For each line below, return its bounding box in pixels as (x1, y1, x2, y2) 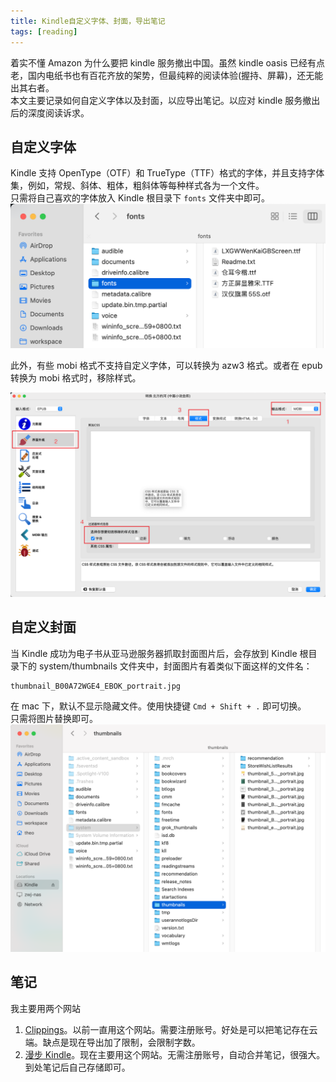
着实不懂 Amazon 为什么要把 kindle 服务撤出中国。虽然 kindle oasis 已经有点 (10, 56, 326, 69)
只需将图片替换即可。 (10, 712, 98, 724)
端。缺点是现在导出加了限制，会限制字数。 (24, 1036, 201, 1048)
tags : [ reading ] (10, 26, 78, 37)
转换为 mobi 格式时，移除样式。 (10, 372, 142, 384)
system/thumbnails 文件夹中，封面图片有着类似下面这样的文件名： (38, 660, 313, 672)
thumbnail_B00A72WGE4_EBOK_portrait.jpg (10, 681, 182, 691)
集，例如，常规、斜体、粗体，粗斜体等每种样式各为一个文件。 (10, 180, 265, 192)
